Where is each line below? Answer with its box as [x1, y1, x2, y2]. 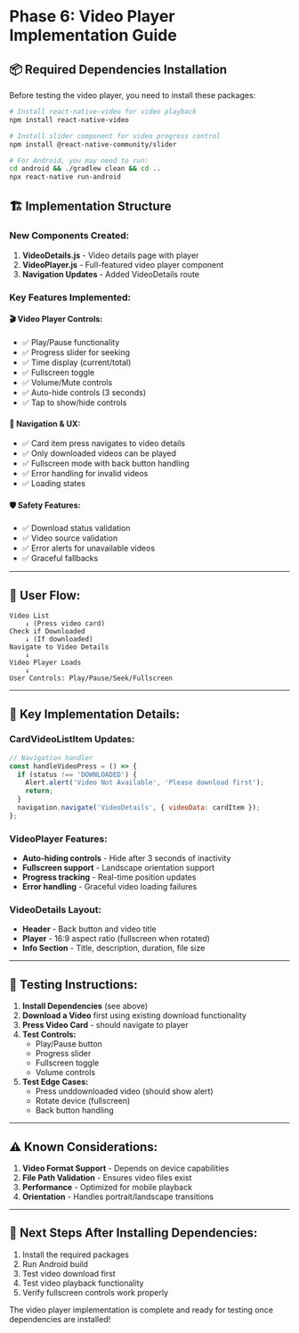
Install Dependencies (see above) [21, 1001, 149, 1012]
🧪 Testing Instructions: [9, 977, 138, 992]
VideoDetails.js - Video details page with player [21, 250, 199, 261]
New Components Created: [9, 229, 130, 242]
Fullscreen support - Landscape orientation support [21, 863, 215, 873]
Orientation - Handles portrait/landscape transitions [21, 1191, 214, 1202]
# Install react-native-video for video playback [9, 107, 198, 116]
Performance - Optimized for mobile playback [21, 1182, 193, 1193]
